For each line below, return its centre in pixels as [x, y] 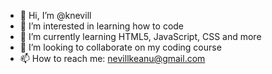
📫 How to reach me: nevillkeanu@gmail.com [112, 58]
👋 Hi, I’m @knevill [55, 15]
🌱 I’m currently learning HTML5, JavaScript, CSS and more [140, 36]
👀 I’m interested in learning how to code [102, 26]
